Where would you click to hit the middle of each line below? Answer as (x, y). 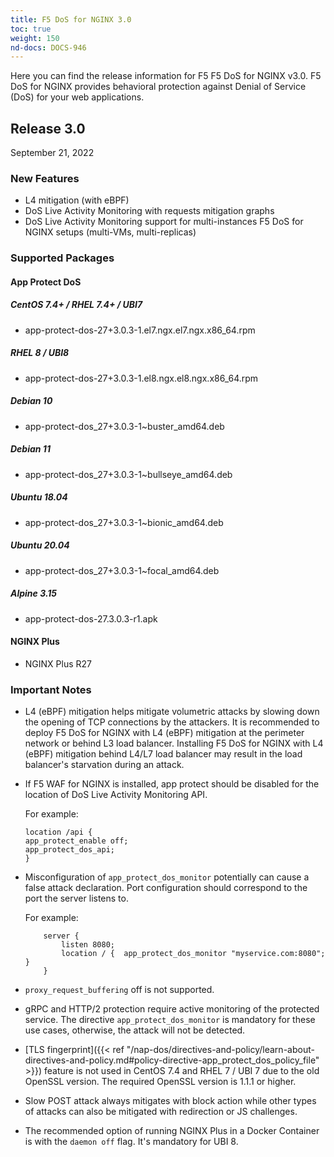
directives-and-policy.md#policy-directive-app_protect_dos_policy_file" (172, 1060)
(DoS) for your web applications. (77, 97)
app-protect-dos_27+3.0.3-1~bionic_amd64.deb (124, 522)
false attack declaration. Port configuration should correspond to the (166, 888)
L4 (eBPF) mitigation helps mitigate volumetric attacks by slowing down (172, 712)
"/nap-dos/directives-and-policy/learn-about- (220, 1050)
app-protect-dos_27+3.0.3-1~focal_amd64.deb (122, 570)
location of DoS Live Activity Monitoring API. (116, 795)
